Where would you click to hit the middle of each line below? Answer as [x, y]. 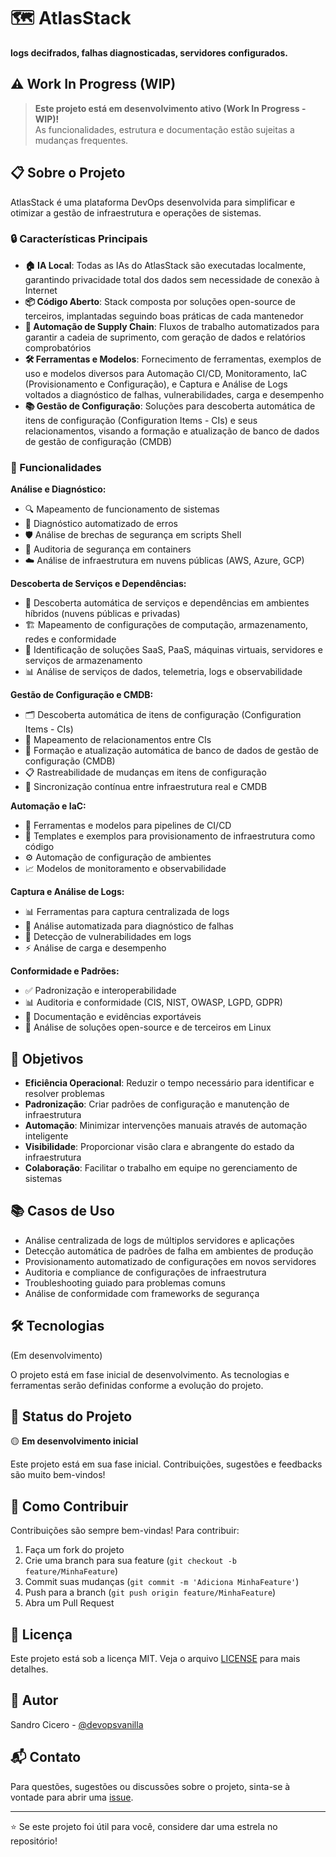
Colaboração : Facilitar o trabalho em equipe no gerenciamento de [161, 1167]
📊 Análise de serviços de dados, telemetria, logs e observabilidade [163, 672]
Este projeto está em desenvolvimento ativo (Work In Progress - [170, 108]
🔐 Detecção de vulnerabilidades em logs [108, 937]
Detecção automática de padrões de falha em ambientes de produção [169, 1251]
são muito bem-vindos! [58, 1475]
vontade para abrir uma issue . [72, 1797]
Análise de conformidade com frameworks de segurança [142, 1293]
